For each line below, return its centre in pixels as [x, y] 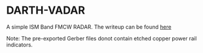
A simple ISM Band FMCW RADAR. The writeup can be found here [89, 27]
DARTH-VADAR [46, 10]
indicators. [20, 45]
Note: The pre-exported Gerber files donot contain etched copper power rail [101, 38]
